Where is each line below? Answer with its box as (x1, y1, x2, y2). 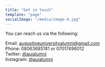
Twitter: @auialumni (5, 51, 47, 57)
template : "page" (5, 12, 42, 17)
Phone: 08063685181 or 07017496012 (5, 46, 85, 52)
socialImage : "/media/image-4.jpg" (5, 17, 81, 22)
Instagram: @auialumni (5, 56, 53, 62)
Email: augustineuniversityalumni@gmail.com (5, 40, 100, 46)
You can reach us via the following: (5, 31, 79, 37)
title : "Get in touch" (5, 7, 53, 13)
